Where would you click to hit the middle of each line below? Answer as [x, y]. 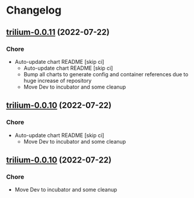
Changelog [34, 10]
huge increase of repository [58, 80]
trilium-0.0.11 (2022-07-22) [58, 32]
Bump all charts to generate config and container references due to [106, 74]
